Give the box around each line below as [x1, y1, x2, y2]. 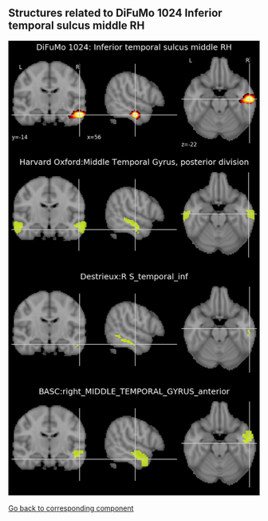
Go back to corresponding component [8, 503, 134, 513]
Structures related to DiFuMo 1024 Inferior [8, 6, 223, 20]
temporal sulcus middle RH [8, 19, 145, 33]
